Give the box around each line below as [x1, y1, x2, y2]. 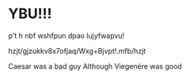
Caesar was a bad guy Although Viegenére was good [8, 61, 182, 71]
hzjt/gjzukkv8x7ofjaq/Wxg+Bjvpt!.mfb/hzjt [8, 46, 146, 55]
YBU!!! [8, 5, 52, 23]
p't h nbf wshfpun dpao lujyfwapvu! [8, 31, 125, 40]
